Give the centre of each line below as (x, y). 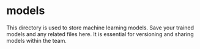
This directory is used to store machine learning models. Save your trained (100, 28)
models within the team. (37, 40)
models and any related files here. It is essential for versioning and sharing (100, 34)
